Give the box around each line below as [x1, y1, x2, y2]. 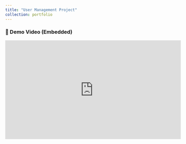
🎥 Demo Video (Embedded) [5, 29, 73, 36]
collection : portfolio [5, 12, 53, 17]
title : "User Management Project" [5, 7, 78, 13]
